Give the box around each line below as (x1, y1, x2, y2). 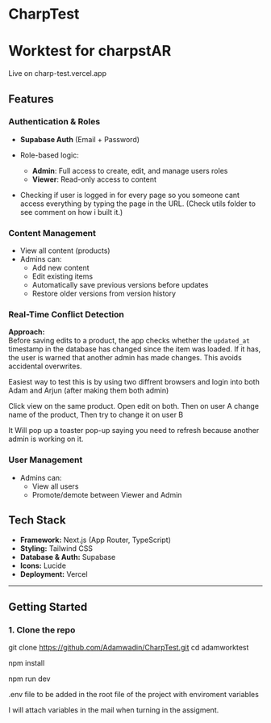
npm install (8, 658, 45, 668)
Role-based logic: (19, 150, 79, 160)
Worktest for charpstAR (8, 42, 172, 61)
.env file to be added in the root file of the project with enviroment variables (8, 690, 260, 700)
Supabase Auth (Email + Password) (19, 134, 140, 144)
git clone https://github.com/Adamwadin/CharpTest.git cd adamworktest (8, 643, 249, 653)
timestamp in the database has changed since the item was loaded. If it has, (8, 344, 261, 354)
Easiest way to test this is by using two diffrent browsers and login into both (8, 377, 260, 387)
